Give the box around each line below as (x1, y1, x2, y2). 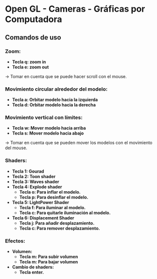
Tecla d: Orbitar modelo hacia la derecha (12, 102, 96, 108)
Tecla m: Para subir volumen (19, 254, 78, 259)
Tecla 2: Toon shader (12, 173, 56, 179)
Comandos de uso (5, 33, 62, 41)
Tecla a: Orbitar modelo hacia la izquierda (12, 97, 98, 103)
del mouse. (5, 145, 28, 151)
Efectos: (5, 238, 25, 244)
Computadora (5, 14, 62, 25)
